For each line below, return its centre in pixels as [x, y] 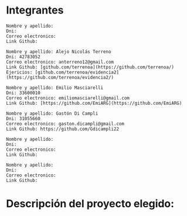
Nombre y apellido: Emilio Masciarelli [55, 88]
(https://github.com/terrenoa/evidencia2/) [60, 77]
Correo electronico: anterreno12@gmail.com [60, 62]
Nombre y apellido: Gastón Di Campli [52, 113]
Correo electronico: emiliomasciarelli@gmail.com [68, 98]
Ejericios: [19, 72]
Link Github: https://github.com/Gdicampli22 [62, 129]
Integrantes [35, 10]
